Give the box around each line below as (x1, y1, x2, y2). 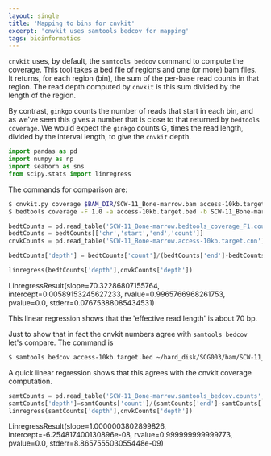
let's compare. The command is (8, 338, 114, 347)
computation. (8, 376, 52, 386)
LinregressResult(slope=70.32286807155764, (8, 280, 160, 290)
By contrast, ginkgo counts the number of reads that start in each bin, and (8, 106, 254, 116)
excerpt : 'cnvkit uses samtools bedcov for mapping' (8, 27, 190, 35)
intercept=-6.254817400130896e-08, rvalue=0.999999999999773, (8, 430, 233, 440)
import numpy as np (8, 155, 74, 164)
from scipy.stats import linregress (8, 170, 131, 178)
